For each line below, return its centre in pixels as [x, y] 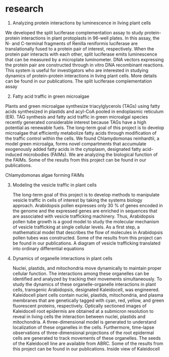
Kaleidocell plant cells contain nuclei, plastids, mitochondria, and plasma [88, 295]
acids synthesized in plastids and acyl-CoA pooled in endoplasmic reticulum [84, 111]
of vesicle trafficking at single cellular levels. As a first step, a [76, 227]
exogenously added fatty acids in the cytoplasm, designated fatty [73, 149]
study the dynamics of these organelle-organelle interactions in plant [84, 284]
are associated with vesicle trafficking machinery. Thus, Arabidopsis [83, 216]
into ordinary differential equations [48, 248]
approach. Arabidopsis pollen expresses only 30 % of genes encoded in [88, 205]
